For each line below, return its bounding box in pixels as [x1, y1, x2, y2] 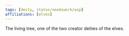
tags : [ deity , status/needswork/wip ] [5, 7, 84, 12]
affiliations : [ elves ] [5, 12, 52, 17]
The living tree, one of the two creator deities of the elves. [5, 25, 125, 31]
